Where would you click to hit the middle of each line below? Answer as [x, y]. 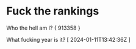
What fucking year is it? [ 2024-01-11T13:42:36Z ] [69, 39]
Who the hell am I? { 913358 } [43, 28]
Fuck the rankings [53, 11]
